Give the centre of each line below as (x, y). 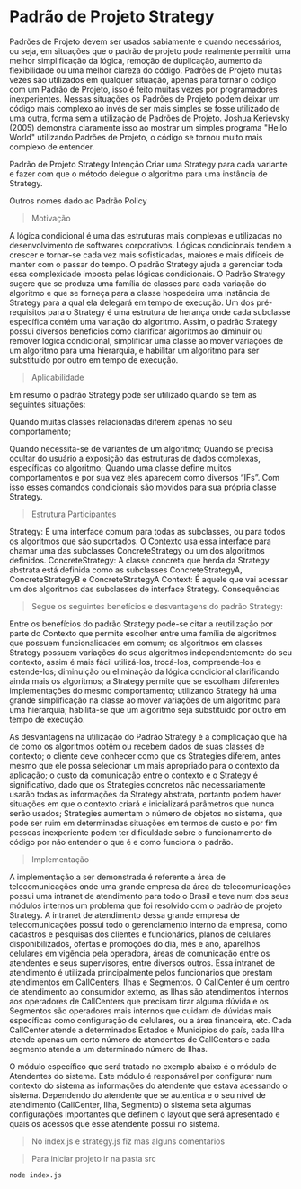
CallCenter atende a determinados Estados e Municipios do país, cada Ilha (147, 1030)
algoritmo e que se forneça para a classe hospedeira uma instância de (140, 293)
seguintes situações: (48, 404)
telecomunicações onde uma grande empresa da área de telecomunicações (150, 886)
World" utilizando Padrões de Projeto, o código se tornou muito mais (136, 137)
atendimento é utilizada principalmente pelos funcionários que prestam (141, 972)
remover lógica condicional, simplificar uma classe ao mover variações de (146, 340)
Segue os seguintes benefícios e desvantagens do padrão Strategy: (157, 606)
